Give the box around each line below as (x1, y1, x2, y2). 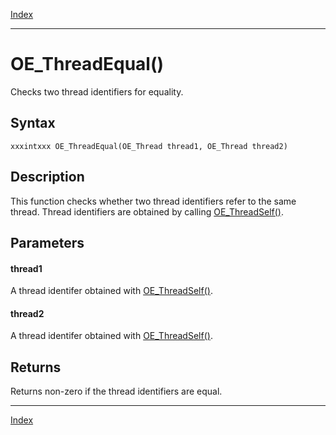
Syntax (10, 115, 56, 132)
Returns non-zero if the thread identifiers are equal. (10, 385, 223, 398)
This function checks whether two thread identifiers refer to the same (10, 195, 297, 207)
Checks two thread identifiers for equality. (10, 85, 184, 98)
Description (10, 169, 85, 186)
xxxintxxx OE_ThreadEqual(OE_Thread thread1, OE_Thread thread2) (10, 141, 288, 151)
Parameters (10, 234, 85, 251)
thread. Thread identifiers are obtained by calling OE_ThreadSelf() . (10, 205, 284, 218)
